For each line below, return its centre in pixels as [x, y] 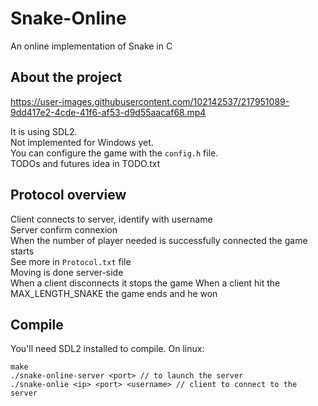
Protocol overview [68, 195]
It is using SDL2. [44, 131]
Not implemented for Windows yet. [82, 142]
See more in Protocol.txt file [71, 261]
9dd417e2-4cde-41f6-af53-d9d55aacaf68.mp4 [108, 112]
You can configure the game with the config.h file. [114, 153]
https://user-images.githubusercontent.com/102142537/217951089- [150, 101]
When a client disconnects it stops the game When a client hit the [145, 283]
